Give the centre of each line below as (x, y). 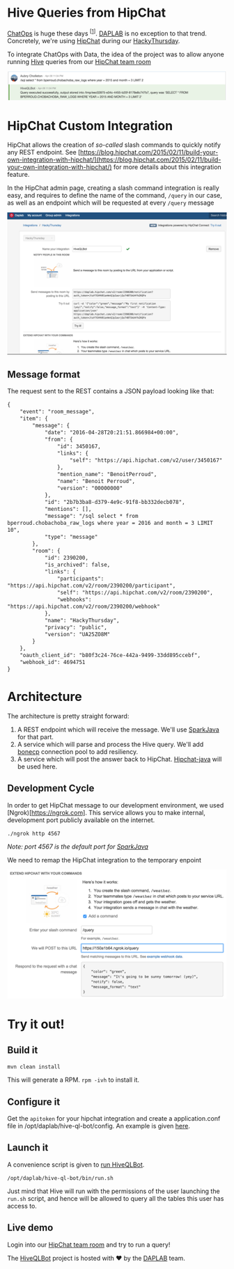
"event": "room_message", (57, 412)
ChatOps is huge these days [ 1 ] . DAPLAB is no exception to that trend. (107, 33)
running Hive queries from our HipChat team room (79, 61)
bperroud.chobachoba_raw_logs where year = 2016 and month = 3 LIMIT (110, 523)
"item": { (34, 419)
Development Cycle (51, 788)
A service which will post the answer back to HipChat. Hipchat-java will (119, 759)
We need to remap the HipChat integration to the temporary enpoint (104, 860)
